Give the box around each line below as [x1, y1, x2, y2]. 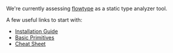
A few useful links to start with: [6, 16, 83, 23]
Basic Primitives [14, 34, 55, 41]
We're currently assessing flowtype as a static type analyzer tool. [6, 5, 168, 12]
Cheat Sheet [14, 41, 46, 47]
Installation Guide [14, 28, 58, 35]
